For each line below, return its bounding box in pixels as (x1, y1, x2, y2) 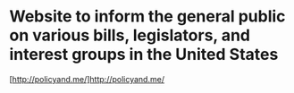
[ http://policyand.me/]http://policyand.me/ (9, 73, 165, 84)
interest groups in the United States (9, 45, 279, 64)
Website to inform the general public (9, 6, 286, 27)
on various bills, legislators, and (9, 25, 251, 46)
